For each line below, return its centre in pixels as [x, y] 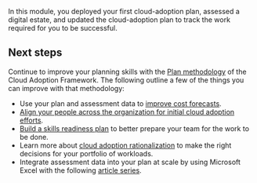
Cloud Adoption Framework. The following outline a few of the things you [126, 80]
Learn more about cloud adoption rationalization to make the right [125, 145]
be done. [34, 137]
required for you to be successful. [63, 28]
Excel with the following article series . [81, 170]
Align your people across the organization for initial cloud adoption [127, 112]
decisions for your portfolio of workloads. [86, 153]
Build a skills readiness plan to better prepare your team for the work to [134, 128]
